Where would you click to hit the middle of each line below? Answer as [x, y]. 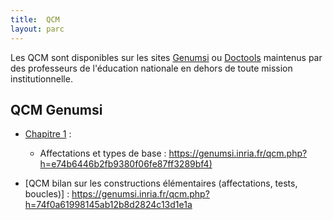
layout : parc [37, 29]
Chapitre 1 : [48, 134]
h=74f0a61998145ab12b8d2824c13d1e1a [108, 205]
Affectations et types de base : [103, 153]
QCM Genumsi [56, 109]
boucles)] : [47, 194]
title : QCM [35, 19]
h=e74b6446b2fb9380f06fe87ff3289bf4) [126, 164]
